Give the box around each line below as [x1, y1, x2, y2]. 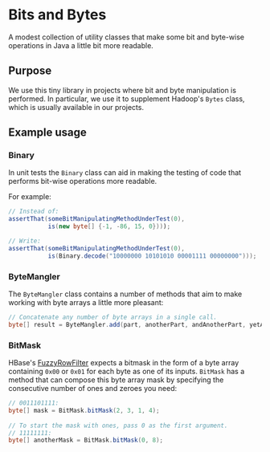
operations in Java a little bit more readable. [8, 40, 154, 50]
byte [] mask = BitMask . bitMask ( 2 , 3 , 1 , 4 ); [8, 406, 160, 414]
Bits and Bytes [8, 6, 107, 24]
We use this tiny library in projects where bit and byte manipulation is [8, 85, 237, 95]
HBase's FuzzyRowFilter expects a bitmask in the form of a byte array [8, 358, 239, 368]
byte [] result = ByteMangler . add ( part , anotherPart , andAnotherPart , [8, 320, 247, 328]
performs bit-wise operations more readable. [8, 177, 157, 186]
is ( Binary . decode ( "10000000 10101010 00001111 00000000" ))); [47, 251, 257, 260]
